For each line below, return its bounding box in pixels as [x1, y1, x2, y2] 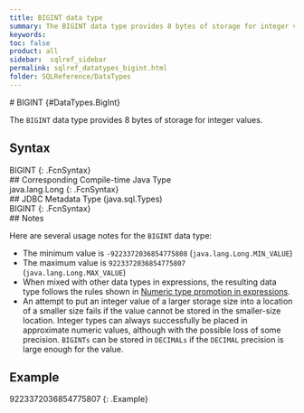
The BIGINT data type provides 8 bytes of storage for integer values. [9, 114, 263, 125]
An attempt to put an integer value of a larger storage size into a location [22, 296, 293, 306]
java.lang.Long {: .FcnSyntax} [9, 183, 119, 194]
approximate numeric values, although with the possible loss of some [22, 324, 281, 335]
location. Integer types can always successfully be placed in [22, 314, 248, 325]
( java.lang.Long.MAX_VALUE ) [22, 267, 127, 277]
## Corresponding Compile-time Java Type [9, 174, 172, 185]
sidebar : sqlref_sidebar [9, 55, 107, 64]
